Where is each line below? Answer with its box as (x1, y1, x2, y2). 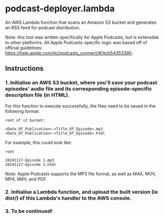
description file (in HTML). (5, 92, 70, 99)
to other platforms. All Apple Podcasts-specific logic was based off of (5, 39, 148, 45)
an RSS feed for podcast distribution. (5, 24, 81, 30)
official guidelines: (5, 45, 43, 51)
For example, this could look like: (5, 139, 72, 145)
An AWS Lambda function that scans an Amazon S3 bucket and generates (5, 19, 157, 25)
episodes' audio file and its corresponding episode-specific (5, 85, 152, 92)
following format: (5, 108, 40, 114)
